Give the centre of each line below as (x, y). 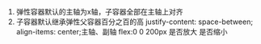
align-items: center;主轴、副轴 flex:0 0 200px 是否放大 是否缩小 (122, 32)
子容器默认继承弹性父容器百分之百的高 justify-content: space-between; (134, 22)
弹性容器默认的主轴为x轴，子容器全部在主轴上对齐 (99, 12)
